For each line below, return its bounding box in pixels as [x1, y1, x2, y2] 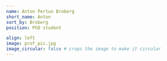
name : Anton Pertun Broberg [6, 8, 75, 15]
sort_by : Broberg [6, 19, 49, 25]
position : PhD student [6, 24, 62, 31]
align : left [6, 35, 35, 41]
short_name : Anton [6, 14, 51, 20]
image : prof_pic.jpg [6, 41, 57, 46]
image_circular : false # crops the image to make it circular [6, 46, 161, 52]
